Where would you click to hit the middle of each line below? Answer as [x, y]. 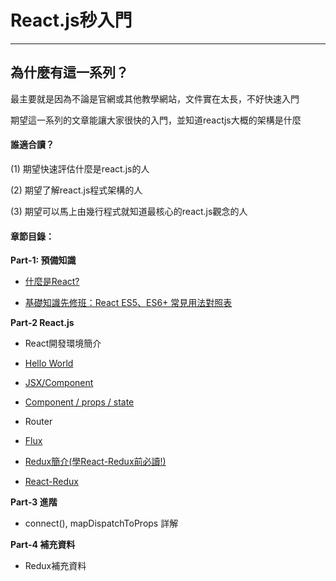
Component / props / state [79, 402]
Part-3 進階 [34, 502]
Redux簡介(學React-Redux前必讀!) [95, 462]
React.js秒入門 [71, 20]
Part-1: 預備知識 [43, 260]
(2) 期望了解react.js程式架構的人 [76, 190]
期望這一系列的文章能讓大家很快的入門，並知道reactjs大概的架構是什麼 [156, 120]
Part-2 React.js [42, 323]
